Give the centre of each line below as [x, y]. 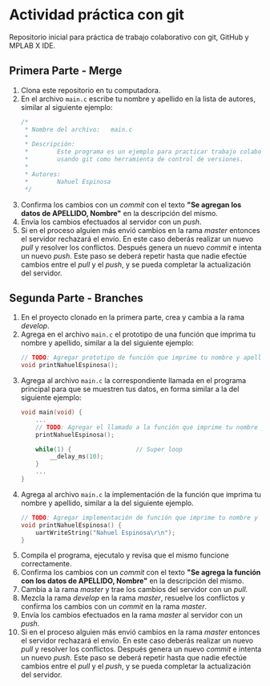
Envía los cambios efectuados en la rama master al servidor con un [132, 615]
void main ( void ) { [51, 412]
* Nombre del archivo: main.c [79, 129]
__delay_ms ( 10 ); [77, 457]
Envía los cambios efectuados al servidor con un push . [111, 222]
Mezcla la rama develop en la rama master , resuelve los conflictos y [133, 598]
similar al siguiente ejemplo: [66, 107]
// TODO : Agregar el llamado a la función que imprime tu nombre [147, 427]
